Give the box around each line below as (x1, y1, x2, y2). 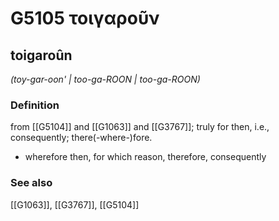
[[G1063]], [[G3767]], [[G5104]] (10, 198, 140, 211)
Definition (10, 98, 60, 112)
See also (10, 176, 53, 190)
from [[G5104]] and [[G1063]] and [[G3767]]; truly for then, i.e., (10, 121, 270, 133)
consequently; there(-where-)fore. (10, 132, 153, 144)
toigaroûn (10, 47, 73, 64)
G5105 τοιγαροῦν (10, 7, 160, 30)
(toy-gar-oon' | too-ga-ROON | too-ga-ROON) (10, 73, 201, 85)
